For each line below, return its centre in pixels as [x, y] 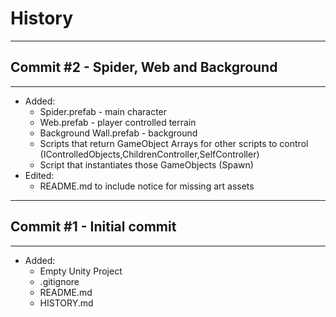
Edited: [39, 175]
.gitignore [59, 281]
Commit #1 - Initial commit [93, 227]
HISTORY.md [66, 303]
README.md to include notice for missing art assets [147, 186]
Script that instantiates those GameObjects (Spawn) [146, 164]
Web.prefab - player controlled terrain [118, 122]
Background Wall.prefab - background [118, 133]
